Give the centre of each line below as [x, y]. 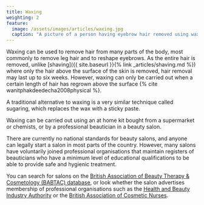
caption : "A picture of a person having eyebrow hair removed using [100, 35]
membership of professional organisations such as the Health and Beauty [98, 189]
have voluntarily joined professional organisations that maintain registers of [100, 152]
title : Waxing [24, 12]
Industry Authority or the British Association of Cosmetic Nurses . [87, 195]
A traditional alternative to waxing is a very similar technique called [90, 102]
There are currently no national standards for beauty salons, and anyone [97, 139]
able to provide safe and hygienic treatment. [62, 164]
